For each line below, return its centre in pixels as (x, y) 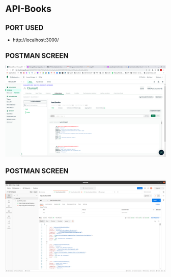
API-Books (28, 9)
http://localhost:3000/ (36, 40)
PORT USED (24, 28)
